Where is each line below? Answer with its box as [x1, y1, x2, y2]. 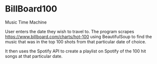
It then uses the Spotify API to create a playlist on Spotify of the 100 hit [5, 48, 146, 54]
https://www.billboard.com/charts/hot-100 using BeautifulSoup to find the [5, 34, 152, 39]
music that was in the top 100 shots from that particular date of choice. [5, 38, 146, 44]
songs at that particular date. [5, 53, 63, 59]
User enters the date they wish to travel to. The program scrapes [5, 28, 134, 34]
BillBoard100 [5, 3, 57, 14]
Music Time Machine [5, 19, 47, 25]
